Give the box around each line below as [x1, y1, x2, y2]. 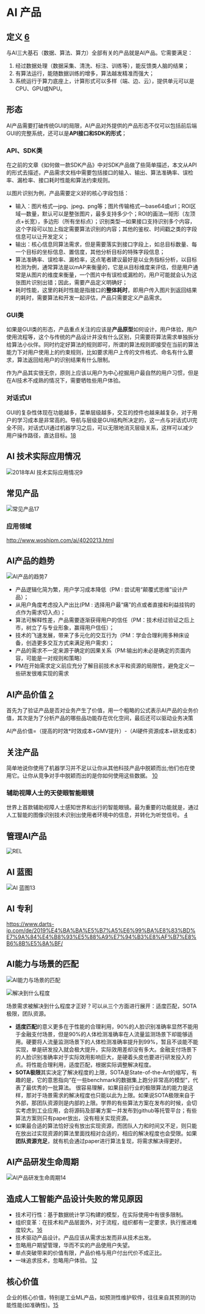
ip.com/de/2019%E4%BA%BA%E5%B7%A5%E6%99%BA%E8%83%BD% [6, 926, 196, 934]
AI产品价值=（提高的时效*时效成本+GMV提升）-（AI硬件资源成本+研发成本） [6, 727, 200, 735]
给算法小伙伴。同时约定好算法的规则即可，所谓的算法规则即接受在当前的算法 [6, 341, 199, 348]
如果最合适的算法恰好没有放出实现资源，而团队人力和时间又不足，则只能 [15, 1122, 197, 1129]
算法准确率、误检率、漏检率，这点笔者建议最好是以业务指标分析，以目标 [15, 256, 197, 263]
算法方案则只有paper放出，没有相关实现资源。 [15, 1114, 132, 1122]
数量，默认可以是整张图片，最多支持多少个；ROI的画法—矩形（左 [26, 210, 190, 217]
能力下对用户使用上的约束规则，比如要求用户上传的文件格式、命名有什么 [6, 348, 188, 356]
